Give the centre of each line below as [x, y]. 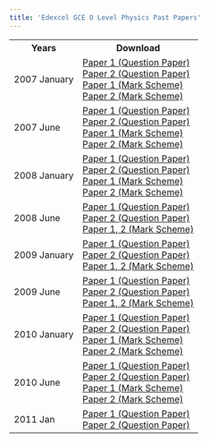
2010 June [37, 382]
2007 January [44, 79]
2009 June [37, 292]
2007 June [37, 127]
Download [138, 47]
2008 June [37, 217]
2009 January [44, 254]
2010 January [44, 334]
